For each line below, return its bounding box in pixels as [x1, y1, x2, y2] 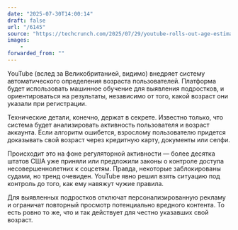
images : [7, 37, 30, 44]
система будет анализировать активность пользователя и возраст [7, 120, 210, 129]
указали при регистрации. [7, 99, 87, 108]
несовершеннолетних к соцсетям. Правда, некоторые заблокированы [7, 164, 222, 173]
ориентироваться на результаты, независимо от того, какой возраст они [7, 91, 229, 100]
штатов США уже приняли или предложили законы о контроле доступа [7, 156, 225, 165]
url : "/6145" [7, 23, 46, 30]
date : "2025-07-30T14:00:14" [7, 10, 93, 18]
